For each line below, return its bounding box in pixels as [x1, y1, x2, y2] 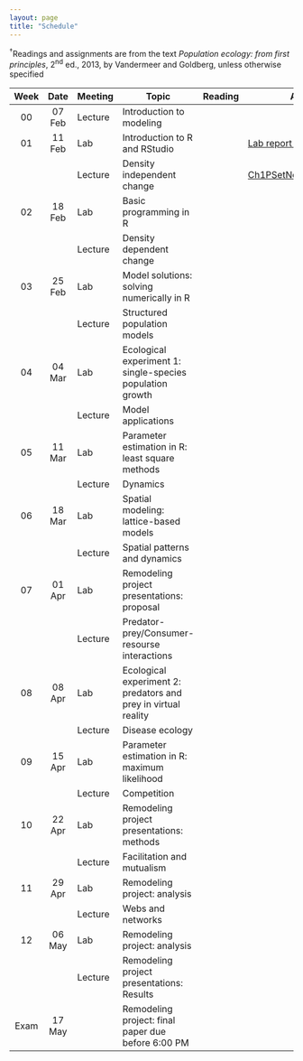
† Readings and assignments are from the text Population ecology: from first [9, 46, 290, 59]
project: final [122, 1013, 176, 1026]
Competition [122, 786, 175, 799]
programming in [122, 205, 190, 218]
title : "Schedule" [9, 22, 78, 31]
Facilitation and [122, 850, 188, 862]
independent [122, 168, 177, 181]
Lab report [247, 136, 293, 149]
